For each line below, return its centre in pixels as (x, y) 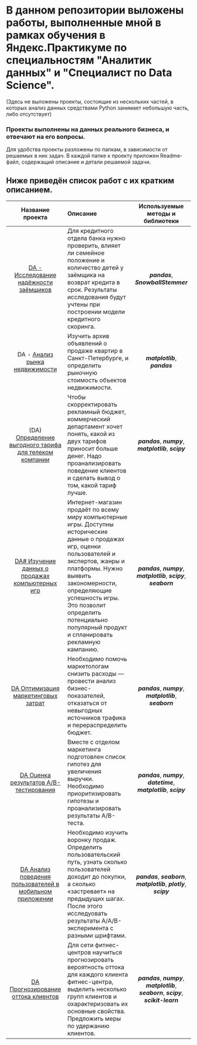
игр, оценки (84, 547)
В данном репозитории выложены (95, 10)
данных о (35, 568)
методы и (161, 214)
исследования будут (96, 297)
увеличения (84, 771)
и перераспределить (97, 725)
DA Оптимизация (35, 688)
